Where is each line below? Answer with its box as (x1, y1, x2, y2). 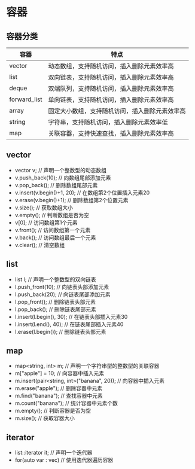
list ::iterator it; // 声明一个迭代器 (14, 449, 93, 456)
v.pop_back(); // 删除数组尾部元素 (14, 181, 98, 188)
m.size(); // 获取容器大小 (14, 415, 75, 422)
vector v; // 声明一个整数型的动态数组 (14, 166, 106, 173)
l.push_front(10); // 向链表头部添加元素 (14, 283, 109, 290)
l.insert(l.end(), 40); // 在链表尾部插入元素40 (14, 321, 124, 328)
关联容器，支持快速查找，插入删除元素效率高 (48, 129, 175, 138)
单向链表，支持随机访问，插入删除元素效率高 (48, 96, 175, 103)
